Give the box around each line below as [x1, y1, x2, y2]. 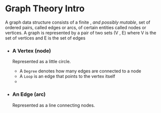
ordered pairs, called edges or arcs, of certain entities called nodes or [5, 24, 146, 30]
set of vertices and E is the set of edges [5, 35, 86, 41]
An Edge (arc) [12, 91, 46, 98]
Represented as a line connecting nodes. [12, 102, 95, 108]
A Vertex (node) [12, 47, 52, 54]
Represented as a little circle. [12, 59, 71, 65]
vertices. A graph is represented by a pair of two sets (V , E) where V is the [5, 30, 157, 36]
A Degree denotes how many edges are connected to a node [19, 68, 141, 74]
